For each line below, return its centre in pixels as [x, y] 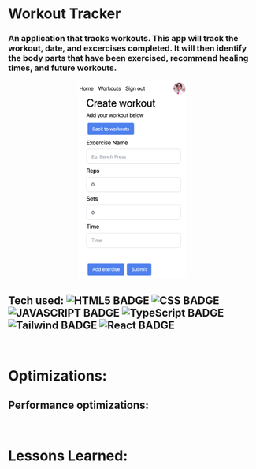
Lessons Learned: [68, 456]
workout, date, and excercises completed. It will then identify [128, 48]
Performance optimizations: [79, 405]
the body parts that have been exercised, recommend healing [128, 58]
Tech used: [36, 300]
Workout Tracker [65, 14]
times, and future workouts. [63, 68]
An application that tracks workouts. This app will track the [123, 39]
